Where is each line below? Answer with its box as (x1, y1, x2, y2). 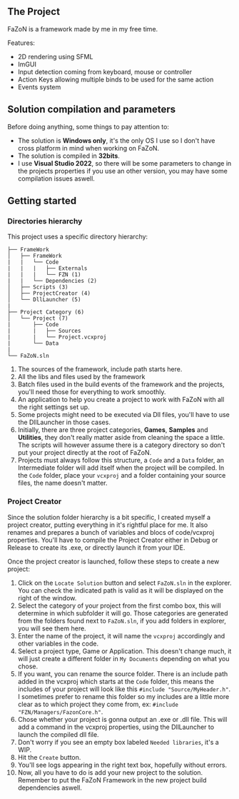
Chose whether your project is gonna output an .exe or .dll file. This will (17, 715, 228, 723)
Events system (17, 82, 61, 91)
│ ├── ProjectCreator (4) (7, 290, 91, 297)
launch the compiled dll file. (17, 730, 99, 738)
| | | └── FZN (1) (7, 271, 81, 278)
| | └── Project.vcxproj (7, 333, 107, 341)
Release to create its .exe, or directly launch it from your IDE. (7, 543, 185, 552)
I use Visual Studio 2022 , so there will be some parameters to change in (17, 159, 232, 167)
